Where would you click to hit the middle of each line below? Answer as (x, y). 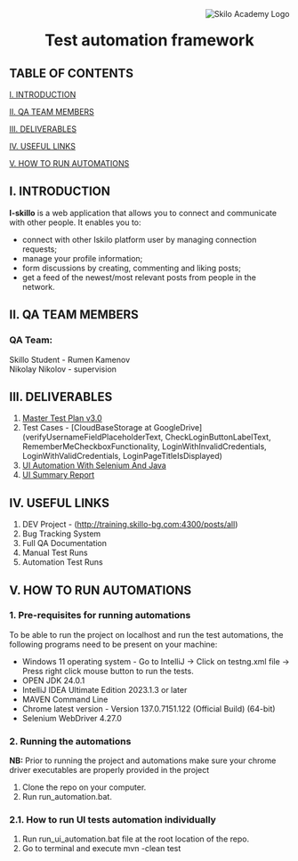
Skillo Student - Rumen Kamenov (70, 359)
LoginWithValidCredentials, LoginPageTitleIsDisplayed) (122, 456)
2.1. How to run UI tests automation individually (113, 820)
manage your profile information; (82, 258)
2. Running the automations (70, 741)
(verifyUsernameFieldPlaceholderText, (93, 437)
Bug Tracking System (61, 534)
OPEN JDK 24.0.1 (53, 680)
